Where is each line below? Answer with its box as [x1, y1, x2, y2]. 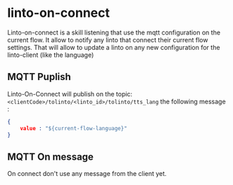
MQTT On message [7, 151, 94, 162]
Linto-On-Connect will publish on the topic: [7, 89, 132, 98]
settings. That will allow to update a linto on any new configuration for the [7, 43, 220, 51]
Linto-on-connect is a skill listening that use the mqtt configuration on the [7, 28, 220, 37]
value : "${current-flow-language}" [20, 125, 128, 132]
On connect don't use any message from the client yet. [7, 170, 167, 178]
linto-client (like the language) [7, 51, 94, 59]
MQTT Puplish [7, 71, 72, 83]
